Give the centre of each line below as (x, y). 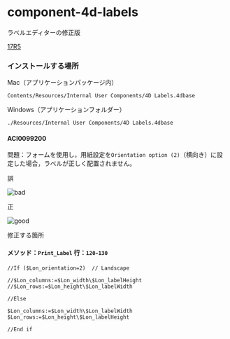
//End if (20, 329)
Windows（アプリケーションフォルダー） (66, 110)
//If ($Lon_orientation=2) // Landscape (69, 268)
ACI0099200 (27, 138)
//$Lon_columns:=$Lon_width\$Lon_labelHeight (74, 280)
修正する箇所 (26, 235)
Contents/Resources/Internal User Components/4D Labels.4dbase (101, 96)
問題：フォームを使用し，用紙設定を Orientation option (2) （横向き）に (112, 155)
